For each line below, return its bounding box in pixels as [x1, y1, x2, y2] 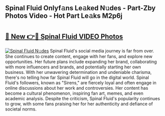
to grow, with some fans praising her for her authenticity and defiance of [5, 101, 153, 107]
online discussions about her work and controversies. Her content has [5, 85, 149, 91]
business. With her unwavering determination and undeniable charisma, [5, 69, 152, 75]
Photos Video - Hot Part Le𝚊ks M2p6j [5, 12, 123, 20]
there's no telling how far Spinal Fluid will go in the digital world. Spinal [5, 74, 150, 80]
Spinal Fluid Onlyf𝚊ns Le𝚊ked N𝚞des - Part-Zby [5, 4, 156, 12]
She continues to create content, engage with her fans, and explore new [5, 54, 153, 59]
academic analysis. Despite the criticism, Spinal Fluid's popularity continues [5, 96, 160, 101]
